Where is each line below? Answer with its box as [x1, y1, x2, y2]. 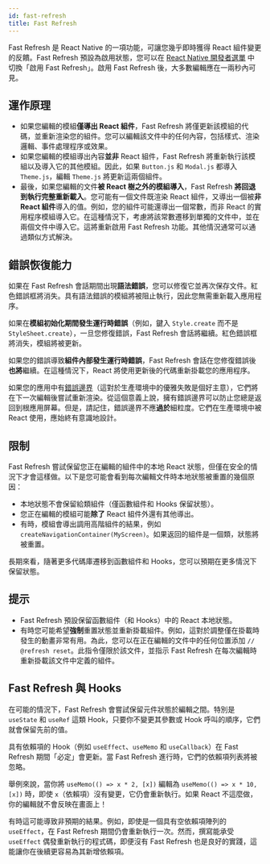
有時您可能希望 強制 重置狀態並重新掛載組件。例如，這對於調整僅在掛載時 [19, 625, 260, 635]
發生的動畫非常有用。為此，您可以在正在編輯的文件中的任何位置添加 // [19, 635, 256, 645]
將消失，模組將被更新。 [8, 339, 86, 348]
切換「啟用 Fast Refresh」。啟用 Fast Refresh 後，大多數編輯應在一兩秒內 [8, 62, 249, 73]
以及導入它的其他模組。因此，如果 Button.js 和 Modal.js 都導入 [27, 162, 238, 172]
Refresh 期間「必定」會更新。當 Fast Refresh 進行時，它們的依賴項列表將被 [8, 751, 258, 762]
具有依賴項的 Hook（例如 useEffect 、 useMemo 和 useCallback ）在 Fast [8, 741, 239, 751]
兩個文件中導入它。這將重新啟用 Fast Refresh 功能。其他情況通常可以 [19, 222, 249, 232]
